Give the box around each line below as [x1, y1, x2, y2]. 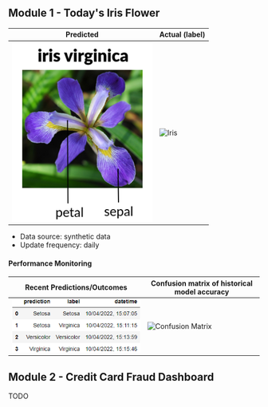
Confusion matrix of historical [151, 279, 253, 288]
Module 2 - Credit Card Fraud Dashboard [8, 370, 215, 384]
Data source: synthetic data [19, 231, 111, 242]
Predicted [65, 30, 99, 39]
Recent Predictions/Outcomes [25, 283, 128, 292]
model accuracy [174, 286, 230, 296]
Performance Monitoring [8, 259, 93, 268]
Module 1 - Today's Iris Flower [8, 6, 160, 20]
